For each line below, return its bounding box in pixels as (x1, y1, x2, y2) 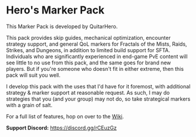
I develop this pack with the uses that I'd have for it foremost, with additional (6, 83, 191, 90)
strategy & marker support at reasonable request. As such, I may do (6, 89, 170, 96)
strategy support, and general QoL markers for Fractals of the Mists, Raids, (6, 40, 187, 47)
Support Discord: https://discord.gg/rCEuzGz (6, 124, 117, 131)
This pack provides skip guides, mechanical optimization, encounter (6, 34, 171, 41)
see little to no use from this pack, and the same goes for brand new (6, 59, 171, 66)
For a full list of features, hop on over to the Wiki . (6, 112, 124, 120)
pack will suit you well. (6, 71, 60, 78)
